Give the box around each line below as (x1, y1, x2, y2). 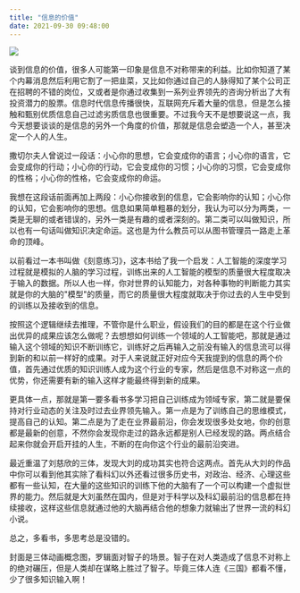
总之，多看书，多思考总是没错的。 (9, 532, 135, 543)
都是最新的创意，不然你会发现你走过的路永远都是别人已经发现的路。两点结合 (9, 427, 291, 438)
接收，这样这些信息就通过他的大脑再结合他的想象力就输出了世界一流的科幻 (16, 502, 291, 513)
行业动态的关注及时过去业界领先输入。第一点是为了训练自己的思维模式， (24, 404, 291, 416)
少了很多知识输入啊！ (9, 573, 87, 584)
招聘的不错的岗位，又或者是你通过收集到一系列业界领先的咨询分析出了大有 (16, 86, 291, 97)
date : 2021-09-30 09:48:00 (9, 21, 110, 30)
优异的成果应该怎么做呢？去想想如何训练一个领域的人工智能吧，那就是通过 (16, 330, 291, 341)
